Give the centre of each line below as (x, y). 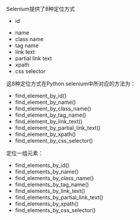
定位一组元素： (25, 153)
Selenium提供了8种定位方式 (41, 9)
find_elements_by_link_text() (50, 191)
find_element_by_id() (41, 96)
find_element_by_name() (46, 102)
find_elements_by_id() (42, 165)
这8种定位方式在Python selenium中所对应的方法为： (71, 84)
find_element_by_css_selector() (54, 141)
